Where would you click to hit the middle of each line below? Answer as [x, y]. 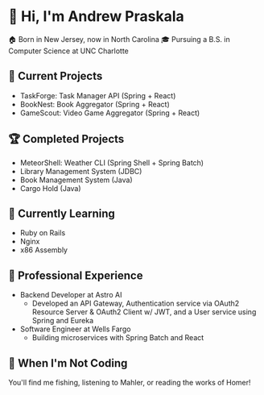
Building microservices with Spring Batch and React [118, 338]
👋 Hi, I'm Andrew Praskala [97, 17]
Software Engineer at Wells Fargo [75, 329]
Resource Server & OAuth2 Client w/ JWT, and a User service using [144, 312]
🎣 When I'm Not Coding [68, 363]
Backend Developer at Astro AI [71, 295]
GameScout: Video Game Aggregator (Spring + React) [110, 113]
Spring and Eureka [63, 321]
